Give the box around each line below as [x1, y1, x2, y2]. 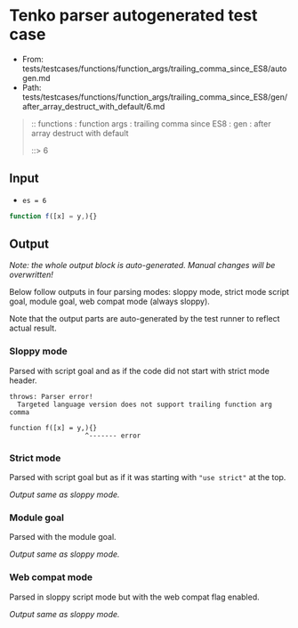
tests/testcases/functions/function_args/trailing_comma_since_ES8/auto [21, 63, 287, 74]
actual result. [9, 322, 57, 334]
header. [9, 375, 37, 386]
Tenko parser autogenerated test [9, 5, 258, 26]
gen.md [21, 72, 51, 83]
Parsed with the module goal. [9, 532, 117, 542]
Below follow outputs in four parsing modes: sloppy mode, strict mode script [9, 287, 290, 298]
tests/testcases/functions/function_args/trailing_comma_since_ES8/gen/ [21, 91, 288, 102]
